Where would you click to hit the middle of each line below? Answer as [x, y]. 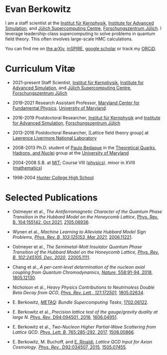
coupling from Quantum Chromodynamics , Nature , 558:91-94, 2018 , [83, 272]
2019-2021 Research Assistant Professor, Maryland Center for [76, 103]
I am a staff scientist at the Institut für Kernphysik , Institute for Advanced [80, 23]
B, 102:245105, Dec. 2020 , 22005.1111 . [51, 257]
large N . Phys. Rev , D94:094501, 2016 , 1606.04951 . [65, 317]
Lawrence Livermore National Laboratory [55, 138]
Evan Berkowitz [38, 9]
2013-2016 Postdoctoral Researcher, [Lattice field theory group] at [80, 133]
